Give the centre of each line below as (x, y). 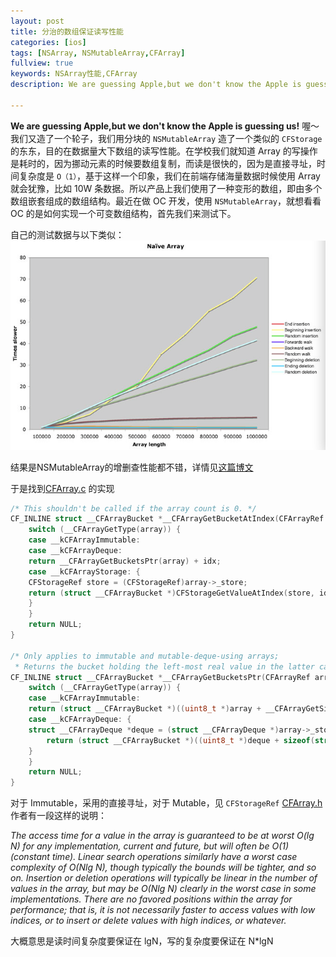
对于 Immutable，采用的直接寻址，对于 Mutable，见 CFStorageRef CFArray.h (166, 803)
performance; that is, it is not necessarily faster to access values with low (163, 910)
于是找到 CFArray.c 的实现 (62, 488)
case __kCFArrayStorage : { (84, 571)
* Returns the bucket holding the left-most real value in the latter (164, 666)
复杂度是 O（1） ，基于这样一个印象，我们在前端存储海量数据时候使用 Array (169, 176)
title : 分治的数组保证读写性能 (67, 31)
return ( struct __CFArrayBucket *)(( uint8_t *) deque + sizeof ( (180, 740)
